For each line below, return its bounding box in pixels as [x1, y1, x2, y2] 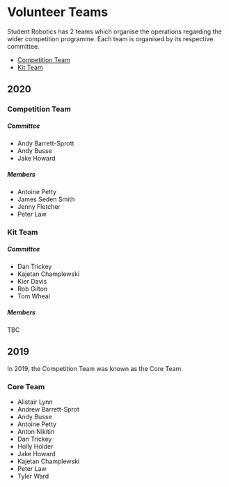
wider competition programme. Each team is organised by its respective [7, 34, 214, 43]
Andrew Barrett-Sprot [17, 405, 80, 414]
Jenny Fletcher [17, 203, 61, 211]
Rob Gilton [17, 284, 48, 293]
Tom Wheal [17, 292, 50, 300]
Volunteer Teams [7, 4, 109, 20]
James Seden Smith [17, 195, 75, 203]
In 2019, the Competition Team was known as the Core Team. [7, 364, 183, 372]
